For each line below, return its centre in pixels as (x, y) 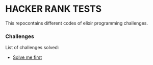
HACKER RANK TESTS (54, 9)
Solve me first (27, 57)
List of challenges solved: (32, 48)
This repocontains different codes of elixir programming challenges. (76, 23)
